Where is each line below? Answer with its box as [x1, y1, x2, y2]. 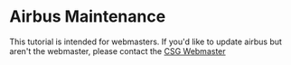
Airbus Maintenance [9, 6, 166, 27]
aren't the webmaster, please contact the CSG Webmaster [9, 45, 226, 56]
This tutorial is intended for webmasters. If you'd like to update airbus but [9, 36, 283, 47]
